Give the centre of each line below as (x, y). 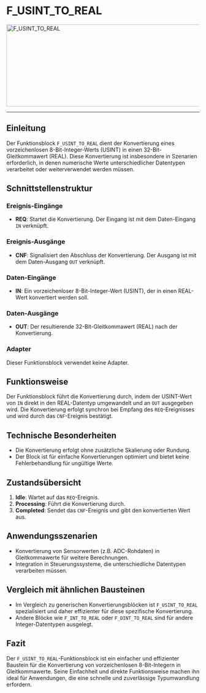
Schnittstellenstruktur (50, 189)
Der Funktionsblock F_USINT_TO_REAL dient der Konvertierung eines (90, 143)
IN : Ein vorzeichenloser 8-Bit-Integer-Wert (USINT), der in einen (96, 291)
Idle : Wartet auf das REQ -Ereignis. (57, 497)
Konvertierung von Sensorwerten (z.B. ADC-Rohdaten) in (87, 551)
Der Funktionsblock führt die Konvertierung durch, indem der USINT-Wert (99, 397)
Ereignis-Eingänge (35, 206)
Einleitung (26, 129)
